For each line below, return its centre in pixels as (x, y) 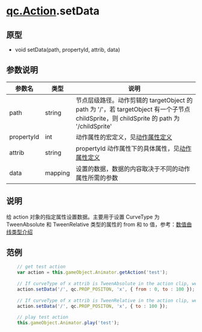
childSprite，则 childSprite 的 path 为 (128, 118)
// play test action (43, 318)
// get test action (41, 267)
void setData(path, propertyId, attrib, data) (67, 50)
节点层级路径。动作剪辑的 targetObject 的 (134, 100)
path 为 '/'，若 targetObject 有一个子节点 (133, 109)
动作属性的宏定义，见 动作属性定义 (124, 137)
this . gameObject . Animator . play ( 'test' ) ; (68, 323)
